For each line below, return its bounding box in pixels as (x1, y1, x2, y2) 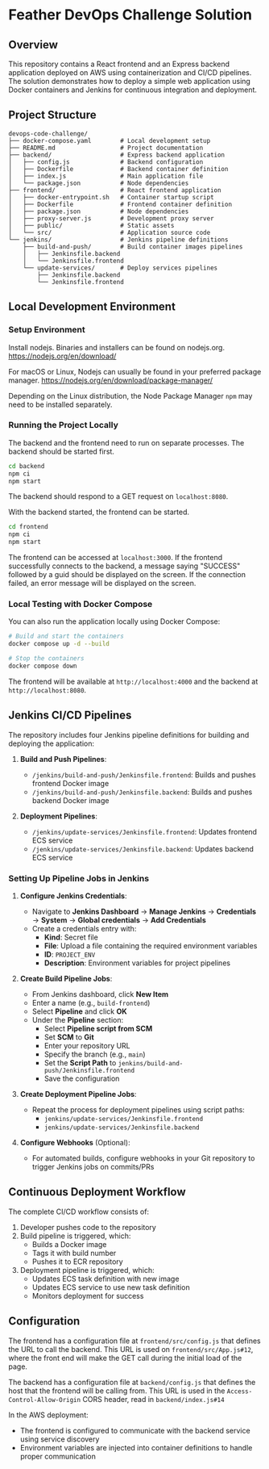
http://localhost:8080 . (8, 684, 87, 695)
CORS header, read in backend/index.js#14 (82, 1394, 225, 1404)
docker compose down (8, 662, 78, 670)
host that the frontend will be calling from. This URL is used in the (8, 1386, 226, 1396)
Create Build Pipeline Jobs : (19, 973, 113, 983)
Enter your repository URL (43, 1040, 130, 1050)
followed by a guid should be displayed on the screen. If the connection (8, 570, 246, 580)
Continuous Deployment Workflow (8, 1185, 187, 1199)
